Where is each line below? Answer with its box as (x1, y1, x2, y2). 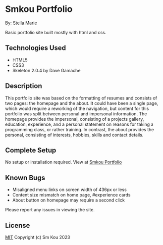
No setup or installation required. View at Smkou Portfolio (5, 159, 122, 165)
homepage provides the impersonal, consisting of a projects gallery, (5, 116, 144, 122)
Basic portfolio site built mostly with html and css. (5, 29, 107, 35)
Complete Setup (5, 146, 56, 154)
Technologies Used (5, 44, 66, 52)
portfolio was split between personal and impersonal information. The (5, 110, 147, 117)
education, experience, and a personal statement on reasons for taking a (5, 121, 154, 127)
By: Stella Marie (5, 20, 37, 26)
